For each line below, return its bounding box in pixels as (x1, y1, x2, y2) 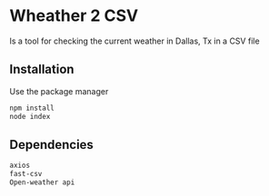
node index (9, 112, 51, 121)
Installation (9, 62, 75, 77)
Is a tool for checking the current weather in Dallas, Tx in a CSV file (9, 35, 261, 46)
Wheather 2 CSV (9, 5, 139, 26)
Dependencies (9, 137, 94, 152)
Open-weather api (9, 178, 75, 187)
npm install (9, 103, 55, 113)
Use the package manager (9, 85, 109, 96)
